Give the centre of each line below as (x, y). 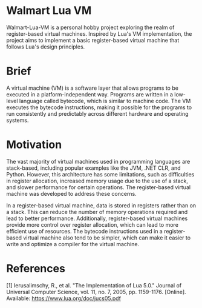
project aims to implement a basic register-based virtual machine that (93, 40)
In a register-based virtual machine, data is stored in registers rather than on (101, 205)
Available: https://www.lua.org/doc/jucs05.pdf (64, 298)
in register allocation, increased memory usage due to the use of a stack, (97, 181)
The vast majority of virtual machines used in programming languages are (98, 161)
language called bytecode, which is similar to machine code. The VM (105, 101)
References (36, 269)
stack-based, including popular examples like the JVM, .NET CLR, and (93, 168)
